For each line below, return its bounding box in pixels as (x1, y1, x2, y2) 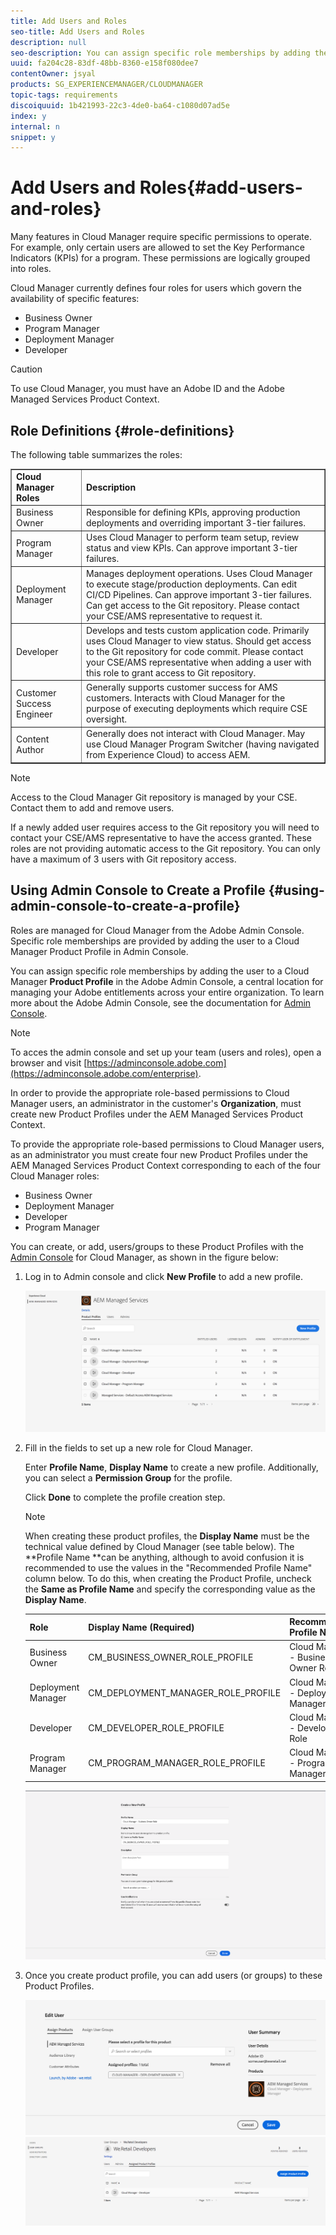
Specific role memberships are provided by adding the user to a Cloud (10, 935, 300, 947)
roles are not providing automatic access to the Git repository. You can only (10, 842, 321, 854)
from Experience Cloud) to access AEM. (85, 749, 251, 761)
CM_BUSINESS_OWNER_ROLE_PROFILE (88, 1651, 254, 1664)
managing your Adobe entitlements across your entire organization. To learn (10, 986, 325, 998)
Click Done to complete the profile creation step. (24, 1491, 226, 1503)
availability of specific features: (10, 293, 140, 305)
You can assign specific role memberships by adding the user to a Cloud (10, 965, 310, 977)
